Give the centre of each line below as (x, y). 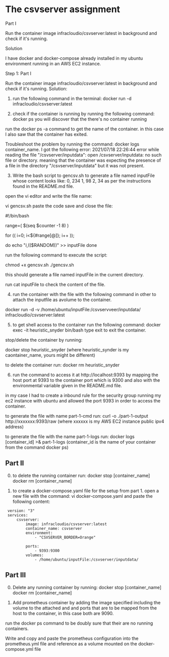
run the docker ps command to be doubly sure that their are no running (79, 623)
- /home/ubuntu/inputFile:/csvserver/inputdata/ (87, 559)
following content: (31, 501)
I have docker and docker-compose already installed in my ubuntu (74, 58)
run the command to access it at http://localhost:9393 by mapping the (86, 375)
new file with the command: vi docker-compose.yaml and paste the (82, 496)
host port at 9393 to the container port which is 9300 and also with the (86, 380)
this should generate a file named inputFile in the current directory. (74, 274)
